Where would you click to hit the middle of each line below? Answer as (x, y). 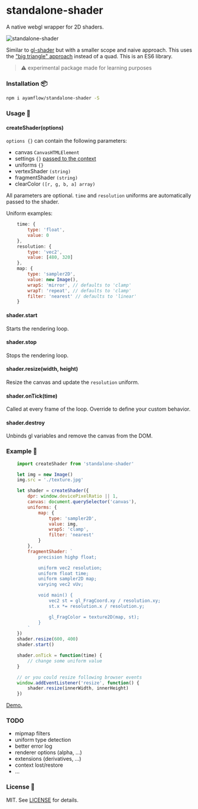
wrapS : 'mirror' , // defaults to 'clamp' (80, 285)
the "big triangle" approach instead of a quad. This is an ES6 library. (89, 56)
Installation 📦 (27, 83)
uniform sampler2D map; (67, 579)
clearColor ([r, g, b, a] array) (55, 184)
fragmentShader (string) (46, 178)
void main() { (55, 595)
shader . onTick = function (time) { (59, 655)
